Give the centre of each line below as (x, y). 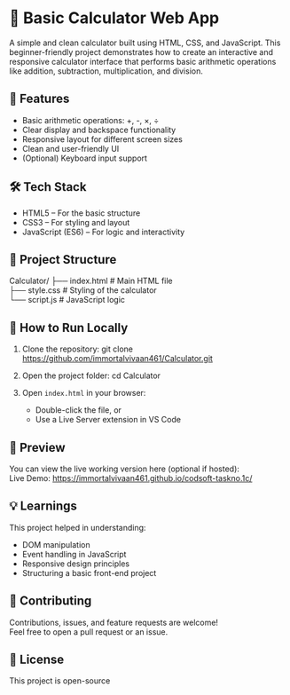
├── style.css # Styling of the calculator (83, 290)
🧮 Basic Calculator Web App (114, 18)
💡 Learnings (43, 506)
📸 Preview (37, 447)
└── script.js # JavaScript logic (67, 300)
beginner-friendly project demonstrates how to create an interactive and (141, 51)
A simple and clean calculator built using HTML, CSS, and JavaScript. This (145, 43)
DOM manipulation (56, 544)
